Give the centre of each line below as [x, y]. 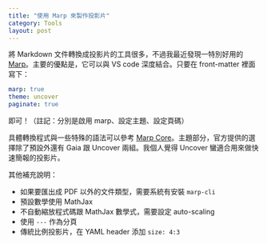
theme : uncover [34, 97]
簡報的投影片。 [40, 158]
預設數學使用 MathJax [56, 202]
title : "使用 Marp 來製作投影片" [59, 16]
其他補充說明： [33, 174]
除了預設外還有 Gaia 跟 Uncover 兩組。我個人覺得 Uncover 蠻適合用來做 [133, 148]
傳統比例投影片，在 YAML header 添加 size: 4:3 [100, 232]
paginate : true [34, 105]
